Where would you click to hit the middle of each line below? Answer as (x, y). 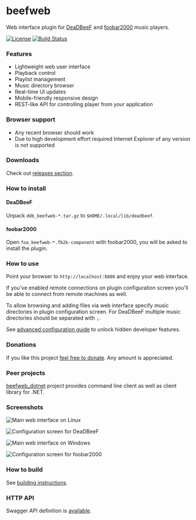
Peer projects (26, 373)
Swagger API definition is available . (49, 511)
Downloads (23, 160)
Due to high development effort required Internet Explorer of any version (102, 139)
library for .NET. (25, 392)
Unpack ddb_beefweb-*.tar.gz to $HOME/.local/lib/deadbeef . (80, 215)
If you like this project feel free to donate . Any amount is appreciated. (90, 357)
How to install (26, 188)
